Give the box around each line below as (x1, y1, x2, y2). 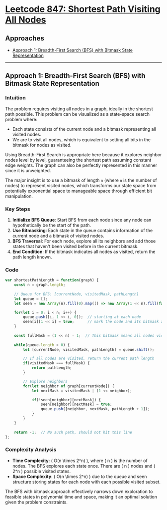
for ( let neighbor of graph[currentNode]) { (23, 383, 114, 389)
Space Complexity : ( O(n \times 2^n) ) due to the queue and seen (12, 473, 147, 480)
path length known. (12, 254, 52, 260)
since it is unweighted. (5, 167, 51, 173)
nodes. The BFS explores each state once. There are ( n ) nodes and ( (12, 463, 156, 469)
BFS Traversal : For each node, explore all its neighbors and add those (12, 238, 156, 244)
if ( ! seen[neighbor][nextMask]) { (31, 397, 101, 402)
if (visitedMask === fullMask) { (23, 361, 90, 366)
